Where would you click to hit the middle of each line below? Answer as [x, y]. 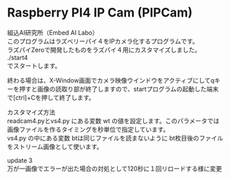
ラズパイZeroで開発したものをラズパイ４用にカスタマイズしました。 [104, 50]
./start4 [18, 57]
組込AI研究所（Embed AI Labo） [53, 32]
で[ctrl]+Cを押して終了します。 [51, 97]
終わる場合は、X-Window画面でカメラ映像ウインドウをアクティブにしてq [111, 80]
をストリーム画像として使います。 [55, 147]
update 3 [20, 160]
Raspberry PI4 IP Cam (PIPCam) [100, 13]
